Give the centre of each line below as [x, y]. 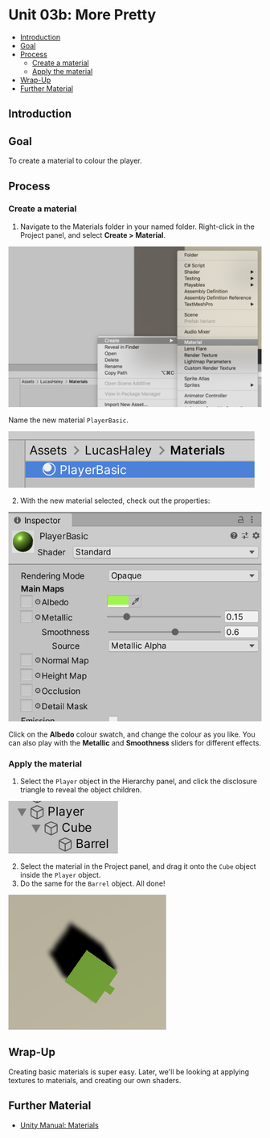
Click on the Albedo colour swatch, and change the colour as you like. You [132, 734]
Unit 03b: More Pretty [82, 15]
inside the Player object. [60, 874]
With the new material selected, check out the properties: [115, 500]
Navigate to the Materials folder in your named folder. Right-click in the [137, 226]
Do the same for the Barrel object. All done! [92, 883]
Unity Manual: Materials [59, 1125]
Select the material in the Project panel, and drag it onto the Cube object [138, 866]
